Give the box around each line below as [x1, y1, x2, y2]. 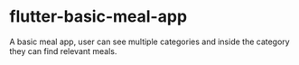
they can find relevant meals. [9, 45, 117, 56]
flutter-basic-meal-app [9, 6, 188, 27]
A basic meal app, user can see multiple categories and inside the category [9, 36, 291, 47]
